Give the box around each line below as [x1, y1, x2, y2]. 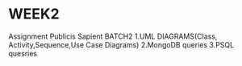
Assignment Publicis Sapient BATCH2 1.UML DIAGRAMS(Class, [8, 31, 218, 41]
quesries [8, 48, 38, 58]
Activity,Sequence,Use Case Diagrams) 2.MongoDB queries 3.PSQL [8, 39, 235, 49]
